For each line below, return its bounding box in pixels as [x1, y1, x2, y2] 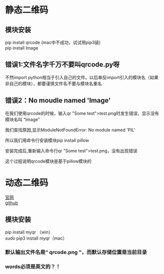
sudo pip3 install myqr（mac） [5, 235, 67, 241]
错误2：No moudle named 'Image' [5, 96, 111, 105]
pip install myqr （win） [5, 229, 53, 235]
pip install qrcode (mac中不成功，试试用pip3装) [5, 40, 101, 45]
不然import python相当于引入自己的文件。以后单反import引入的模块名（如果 [5, 74, 159, 80]
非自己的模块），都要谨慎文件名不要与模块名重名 [5, 81, 102, 86]
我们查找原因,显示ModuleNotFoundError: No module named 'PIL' [5, 127, 136, 133]
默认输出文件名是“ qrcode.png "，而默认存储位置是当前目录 [5, 249, 147, 256]
